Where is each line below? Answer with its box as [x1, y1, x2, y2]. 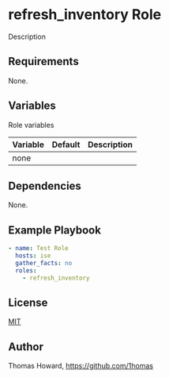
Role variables [8, 120, 54, 129]
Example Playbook [8, 223, 101, 237]
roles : [15, 266, 37, 275]
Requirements [8, 55, 79, 68]
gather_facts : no [15, 259, 73, 267]
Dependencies [8, 179, 81, 192]
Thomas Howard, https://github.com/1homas [8, 361, 154, 371]
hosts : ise [15, 252, 51, 260]
